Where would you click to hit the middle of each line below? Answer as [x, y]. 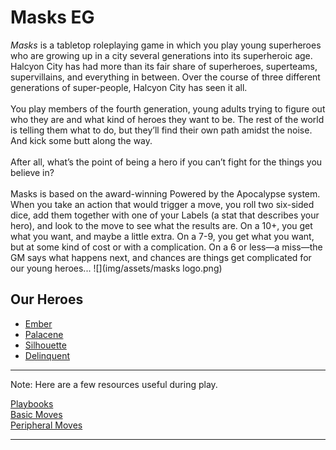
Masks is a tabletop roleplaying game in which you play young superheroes [166, 45]
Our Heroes [47, 299]
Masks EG [52, 17]
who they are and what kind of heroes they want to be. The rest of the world [167, 119]
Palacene [44, 334]
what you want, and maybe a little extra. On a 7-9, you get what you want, [162, 236]
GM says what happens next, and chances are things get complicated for [161, 257]
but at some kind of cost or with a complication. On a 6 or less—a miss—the [166, 247]
